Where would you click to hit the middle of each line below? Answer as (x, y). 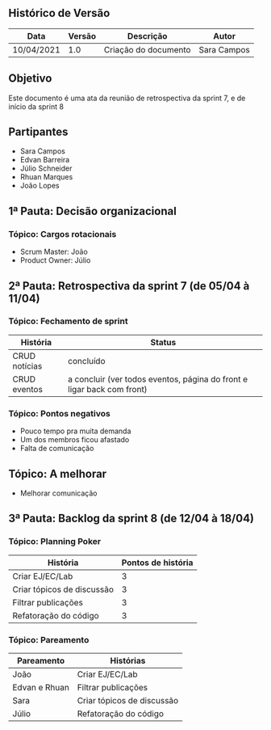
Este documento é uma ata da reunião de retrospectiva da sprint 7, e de (127, 98)
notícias (27, 365)
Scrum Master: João (54, 252)
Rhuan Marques (46, 177)
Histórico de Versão (59, 13)
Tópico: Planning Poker (55, 542)
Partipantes (38, 132)
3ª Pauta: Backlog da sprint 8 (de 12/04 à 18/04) (131, 519)
